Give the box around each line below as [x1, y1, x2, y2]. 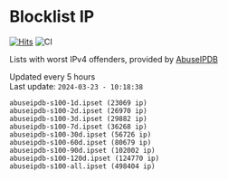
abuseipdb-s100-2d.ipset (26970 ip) [9, 106, 147, 115]
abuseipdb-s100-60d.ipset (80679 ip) [9, 137, 152, 147]
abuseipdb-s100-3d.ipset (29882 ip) [9, 114, 147, 123]
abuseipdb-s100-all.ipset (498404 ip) [9, 161, 156, 171]
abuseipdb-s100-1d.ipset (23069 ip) [9, 98, 147, 108]
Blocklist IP [9, 6, 95, 27]
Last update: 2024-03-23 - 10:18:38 [9, 81, 143, 91]
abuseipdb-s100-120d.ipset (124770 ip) [9, 154, 160, 163]
